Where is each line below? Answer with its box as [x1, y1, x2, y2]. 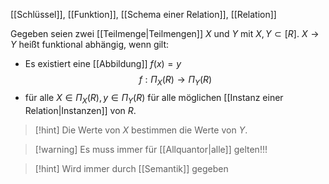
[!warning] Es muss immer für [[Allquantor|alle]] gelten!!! [34, 143, 268, 155]
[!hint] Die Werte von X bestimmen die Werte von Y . [34, 124, 248, 136]
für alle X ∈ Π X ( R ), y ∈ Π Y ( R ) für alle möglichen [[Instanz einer [24, 91, 284, 106]
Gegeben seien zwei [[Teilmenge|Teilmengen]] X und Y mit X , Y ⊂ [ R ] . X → [10, 28, 320, 39]
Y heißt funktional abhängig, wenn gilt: [10, 39, 170, 50]
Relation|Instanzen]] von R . [24, 104, 137, 116]
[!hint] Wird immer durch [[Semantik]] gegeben [34, 162, 229, 174]
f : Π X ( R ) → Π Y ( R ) [138, 74, 213, 88]
